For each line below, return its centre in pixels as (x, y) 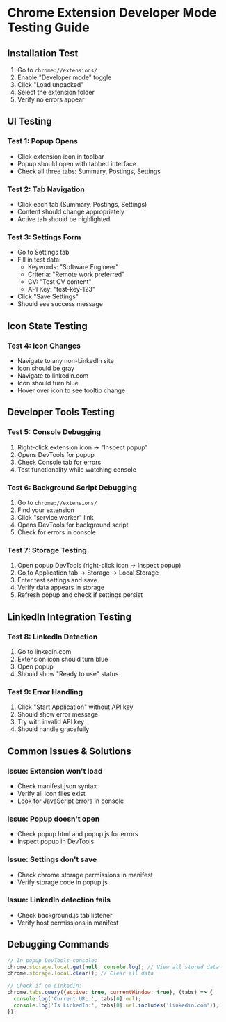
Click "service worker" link (55, 517)
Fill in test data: (39, 260)
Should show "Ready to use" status (68, 673)
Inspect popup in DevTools (56, 841)
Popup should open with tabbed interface (77, 163)
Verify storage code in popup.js (62, 882)
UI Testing (30, 121)
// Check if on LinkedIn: (45, 986)
